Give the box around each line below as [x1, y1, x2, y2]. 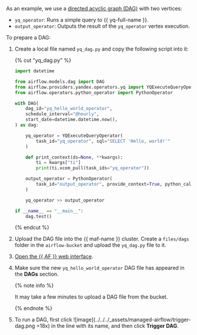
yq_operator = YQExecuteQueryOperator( [25, 132, 123, 139]
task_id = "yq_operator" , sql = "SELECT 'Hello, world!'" [36, 138, 171, 144]
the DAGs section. [14, 270, 59, 278]
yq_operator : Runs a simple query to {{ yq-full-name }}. [14, 16, 149, 23]
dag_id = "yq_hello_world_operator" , [25, 106, 113, 112]
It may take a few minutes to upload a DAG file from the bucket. [14, 293, 168, 300]
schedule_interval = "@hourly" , [25, 111, 99, 117]
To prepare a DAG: [6, 34, 51, 41]
